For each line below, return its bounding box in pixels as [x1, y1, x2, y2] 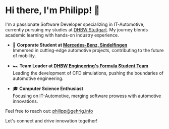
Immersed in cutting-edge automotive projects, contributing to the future [12, 47, 164, 53]
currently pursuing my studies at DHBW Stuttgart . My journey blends [5, 26, 148, 32]
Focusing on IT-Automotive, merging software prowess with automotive [12, 93, 161, 99]
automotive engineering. [12, 75, 64, 81]
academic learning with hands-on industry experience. [5, 32, 120, 38]
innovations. [12, 98, 38, 104]
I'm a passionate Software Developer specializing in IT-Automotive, [5, 21, 145, 27]
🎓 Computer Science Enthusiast [12, 85, 83, 92]
